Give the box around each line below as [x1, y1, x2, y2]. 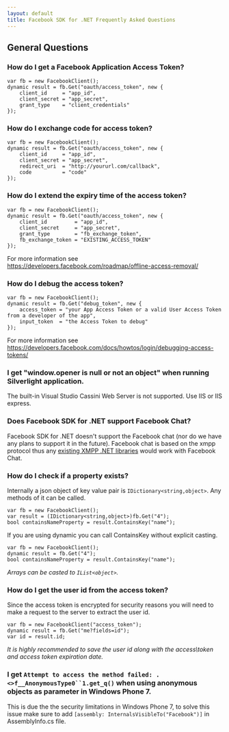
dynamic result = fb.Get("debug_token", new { [7, 301, 142, 307]
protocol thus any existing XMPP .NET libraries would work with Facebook [7, 446, 216, 455]
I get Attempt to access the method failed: [7, 670, 152, 679]
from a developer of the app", [7, 312, 96, 319]
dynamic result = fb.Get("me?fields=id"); [7, 627, 130, 634]
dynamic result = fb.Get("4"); [7, 550, 96, 557]
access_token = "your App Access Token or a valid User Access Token [19, 306, 222, 314]
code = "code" [19, 169, 87, 176]
